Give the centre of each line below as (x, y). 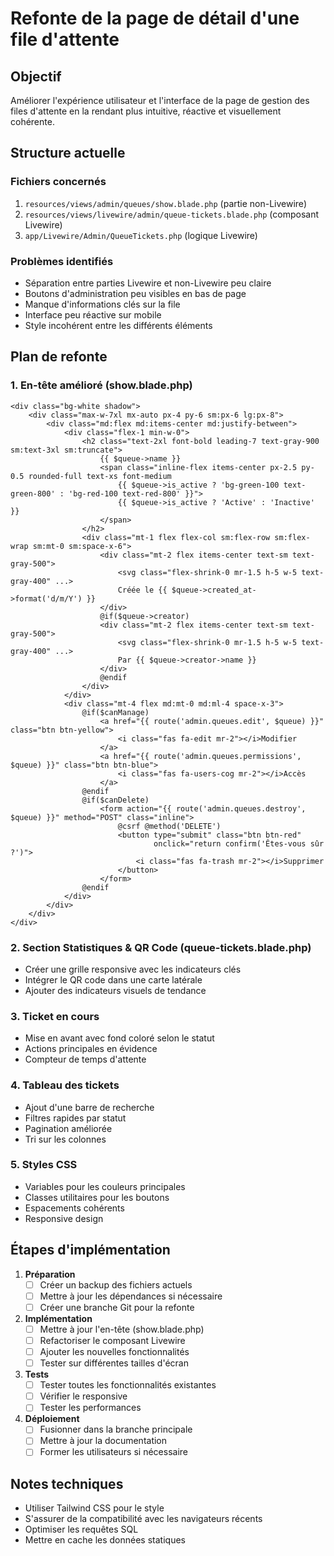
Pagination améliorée (68, 1128)
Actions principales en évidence (91, 1049)
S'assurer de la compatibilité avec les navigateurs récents (143, 1519)
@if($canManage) (115, 712)
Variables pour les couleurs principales (105, 1186)
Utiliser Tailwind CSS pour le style (94, 1508)
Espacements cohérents (74, 1208)
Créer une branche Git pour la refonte (117, 1307)
